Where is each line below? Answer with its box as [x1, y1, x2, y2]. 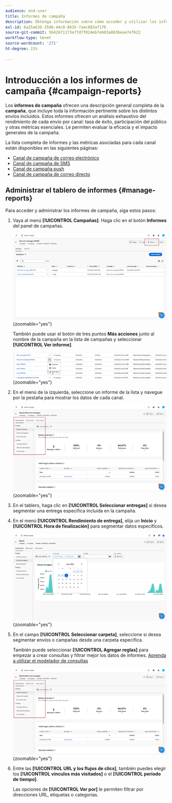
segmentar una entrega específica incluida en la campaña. [12, 508, 137, 514]
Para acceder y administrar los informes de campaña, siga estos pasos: [5, 208, 157, 214]
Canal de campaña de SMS [12, 160, 71, 166]
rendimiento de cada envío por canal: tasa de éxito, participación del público [5, 118, 167, 125]
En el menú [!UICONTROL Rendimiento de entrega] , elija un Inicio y [12, 518, 157, 524]
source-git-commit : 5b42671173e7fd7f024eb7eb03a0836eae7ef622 [5, 30, 141, 35]
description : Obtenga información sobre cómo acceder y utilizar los [5, 19, 157, 24]
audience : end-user [5, 8, 47, 13]
